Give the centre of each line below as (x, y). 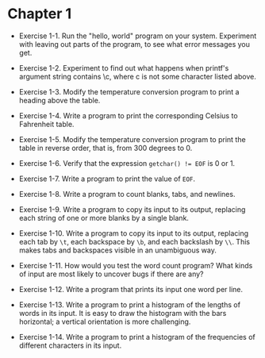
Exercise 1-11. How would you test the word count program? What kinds (136, 265)
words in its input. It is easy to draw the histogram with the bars (123, 313)
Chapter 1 (40, 14)
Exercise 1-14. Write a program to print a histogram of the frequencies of (137, 337)
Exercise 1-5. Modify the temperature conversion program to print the (132, 139)
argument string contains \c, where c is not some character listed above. (138, 76)
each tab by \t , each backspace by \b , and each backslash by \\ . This (134, 241)
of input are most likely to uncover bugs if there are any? (111, 274)
